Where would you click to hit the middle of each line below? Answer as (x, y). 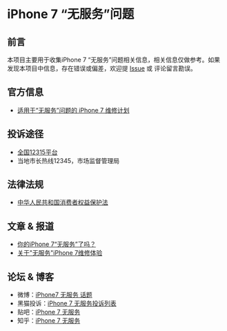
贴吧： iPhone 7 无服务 (49, 312)
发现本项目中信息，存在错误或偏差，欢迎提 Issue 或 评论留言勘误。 (102, 68)
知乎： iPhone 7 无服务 (49, 321)
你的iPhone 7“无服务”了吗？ (57, 244)
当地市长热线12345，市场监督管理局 (68, 160)
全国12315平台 (37, 152)
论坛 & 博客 (31, 277)
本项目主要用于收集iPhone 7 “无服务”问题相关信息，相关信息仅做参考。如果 (114, 60)
